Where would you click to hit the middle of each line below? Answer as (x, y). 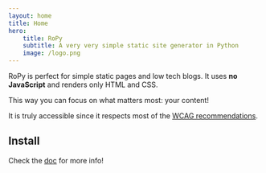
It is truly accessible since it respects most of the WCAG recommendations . (133, 116)
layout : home (30, 16)
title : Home (28, 23)
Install (24, 141)
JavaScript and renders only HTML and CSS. (83, 84)
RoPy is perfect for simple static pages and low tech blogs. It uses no (123, 76)
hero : (17, 31)
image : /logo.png (52, 53)
